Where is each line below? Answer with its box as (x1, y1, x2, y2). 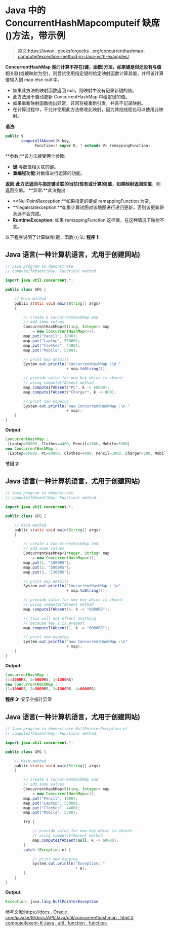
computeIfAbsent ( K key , (21, 138, 71, 144)
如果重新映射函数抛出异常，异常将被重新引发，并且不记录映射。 (12, 100, 146, 106)
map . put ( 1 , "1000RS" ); (23, 560, 71, 565)
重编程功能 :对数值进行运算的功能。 (12, 170, 85, 176)
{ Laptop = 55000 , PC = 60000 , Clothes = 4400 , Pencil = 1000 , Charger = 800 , (7, 451, 153, 456)
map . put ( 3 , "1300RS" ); (23, 569, 71, 575)
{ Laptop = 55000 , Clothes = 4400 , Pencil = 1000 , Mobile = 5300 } (7, 441, 130, 446)
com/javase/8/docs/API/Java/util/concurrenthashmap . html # (5, 914, 134, 920)
